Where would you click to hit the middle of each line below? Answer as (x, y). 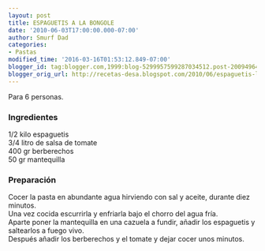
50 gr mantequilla (37, 159)
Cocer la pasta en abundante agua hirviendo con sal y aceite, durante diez (129, 197)
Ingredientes (33, 117)
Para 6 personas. (36, 96)
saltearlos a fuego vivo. (46, 230)
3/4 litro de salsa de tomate (53, 142)
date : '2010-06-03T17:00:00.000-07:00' (74, 30)
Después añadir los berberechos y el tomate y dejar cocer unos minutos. (126, 239)
